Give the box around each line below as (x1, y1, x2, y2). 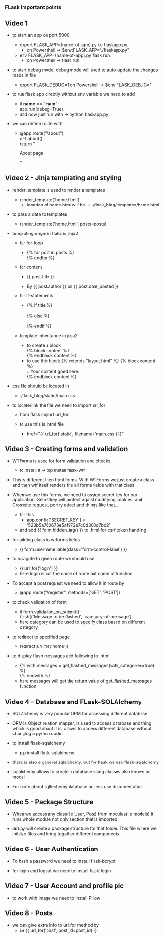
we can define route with (12, 120, 63, 126)
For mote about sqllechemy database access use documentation (12, 784, 143, 790)
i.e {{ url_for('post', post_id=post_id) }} (19, 927, 97, 933)
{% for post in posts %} (26, 249, 74, 255)
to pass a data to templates (12, 211, 68, 217)
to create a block (26, 342, 61, 348)
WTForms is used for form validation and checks (12, 458, 111, 464)
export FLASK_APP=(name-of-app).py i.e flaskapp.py (19, 41, 128, 48)
